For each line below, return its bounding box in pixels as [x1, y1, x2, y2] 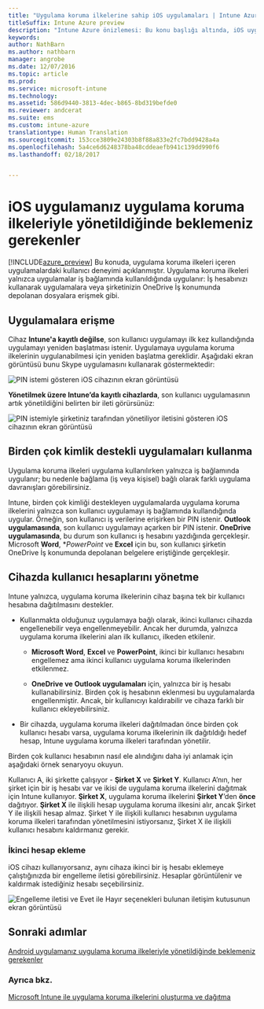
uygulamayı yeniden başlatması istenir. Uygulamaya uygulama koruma [8, 343, 235, 352]
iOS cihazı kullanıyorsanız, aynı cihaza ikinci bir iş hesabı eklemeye [8, 862, 224, 871]
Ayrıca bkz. [8, 974, 53, 985]
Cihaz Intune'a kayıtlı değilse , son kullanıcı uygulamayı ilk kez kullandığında [8, 335, 255, 344]
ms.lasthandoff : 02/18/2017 [8, 150, 101, 158]
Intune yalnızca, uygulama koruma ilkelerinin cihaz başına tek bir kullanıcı [8, 591, 245, 601]
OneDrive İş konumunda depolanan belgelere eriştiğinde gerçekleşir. [8, 547, 230, 557]
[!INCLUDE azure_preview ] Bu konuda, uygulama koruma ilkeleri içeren [8, 257, 236, 267]
